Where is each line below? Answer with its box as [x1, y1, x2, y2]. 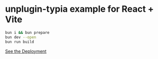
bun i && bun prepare [5, 30, 50, 35]
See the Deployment [5, 48, 47, 54]
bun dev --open [5, 34, 37, 40]
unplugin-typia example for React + [5, 3, 154, 15]
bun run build [5, 39, 35, 44]
